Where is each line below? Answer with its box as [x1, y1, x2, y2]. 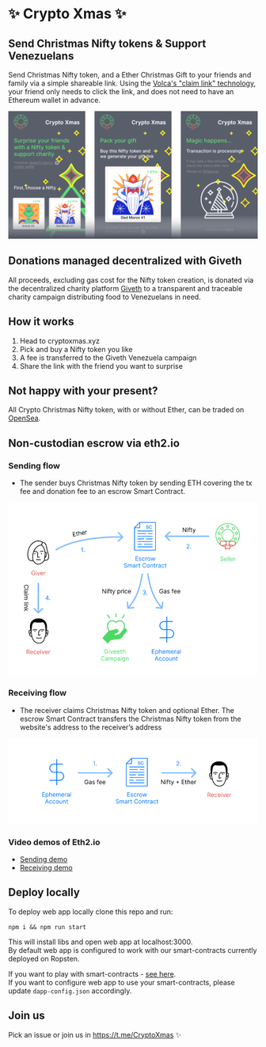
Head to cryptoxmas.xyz [19, 336, 101, 345]
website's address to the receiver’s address [19, 722, 162, 732]
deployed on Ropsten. [8, 954, 80, 963]
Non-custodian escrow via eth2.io [8, 436, 180, 450]
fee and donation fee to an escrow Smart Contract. [19, 487, 186, 496]
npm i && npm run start [8, 923, 87, 931]
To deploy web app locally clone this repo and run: [8, 907, 173, 916]
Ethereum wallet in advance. [8, 96, 101, 104]
